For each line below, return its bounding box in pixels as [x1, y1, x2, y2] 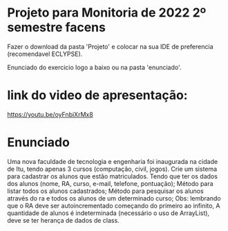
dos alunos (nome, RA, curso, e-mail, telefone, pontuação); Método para [7, 179, 213, 187]
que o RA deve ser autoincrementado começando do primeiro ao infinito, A [7, 201, 220, 210]
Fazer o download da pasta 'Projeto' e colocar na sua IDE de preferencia [7, 42, 213, 50]
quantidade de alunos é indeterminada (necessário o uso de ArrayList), [7, 209, 209, 217]
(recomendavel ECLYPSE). [7, 50, 83, 58]
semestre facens [7, 19, 106, 35]
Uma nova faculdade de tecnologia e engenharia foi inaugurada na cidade [7, 157, 218, 165]
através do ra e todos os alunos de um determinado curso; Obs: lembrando [7, 194, 221, 202]
